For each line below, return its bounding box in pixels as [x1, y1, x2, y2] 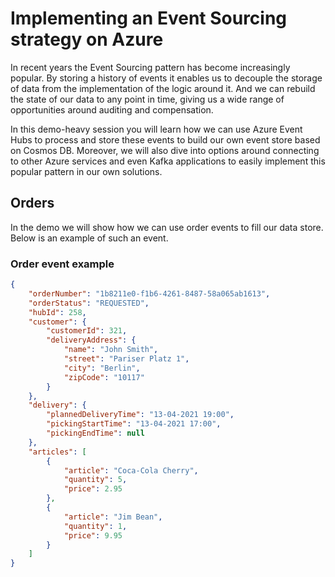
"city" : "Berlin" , [63, 363, 141, 373]
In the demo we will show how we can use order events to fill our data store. [10, 221, 324, 233]
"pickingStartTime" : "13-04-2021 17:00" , [46, 419, 222, 429]
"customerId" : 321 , [46, 326, 128, 336]
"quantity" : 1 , [63, 521, 128, 531]
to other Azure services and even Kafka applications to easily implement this [10, 155, 326, 167]
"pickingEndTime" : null [46, 428, 145, 439]
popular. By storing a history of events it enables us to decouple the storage [10, 72, 323, 84]
